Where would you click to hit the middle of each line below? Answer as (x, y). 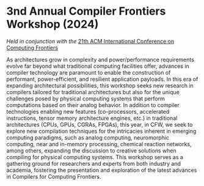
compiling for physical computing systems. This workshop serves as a (95, 157)
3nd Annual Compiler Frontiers (86, 11)
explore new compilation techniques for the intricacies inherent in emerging (101, 131)
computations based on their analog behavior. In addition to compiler (93, 105)
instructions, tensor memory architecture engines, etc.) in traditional (92, 118)
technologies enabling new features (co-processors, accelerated (88, 111)
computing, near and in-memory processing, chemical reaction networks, (99, 144)
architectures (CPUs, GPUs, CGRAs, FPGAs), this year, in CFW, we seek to (100, 124)
